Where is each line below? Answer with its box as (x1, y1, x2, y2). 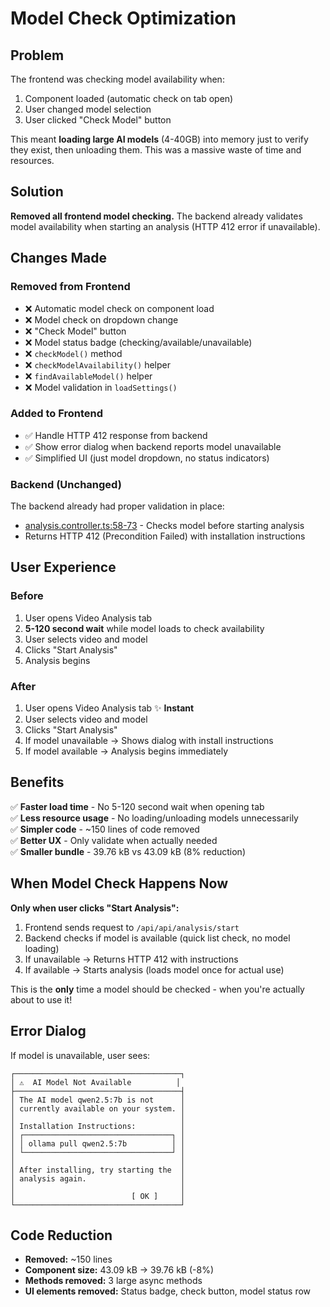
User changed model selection (24, 103, 152, 115)
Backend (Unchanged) (10, 477, 122, 491)
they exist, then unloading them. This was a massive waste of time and (10, 144, 302, 156)
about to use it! (10, 993, 73, 1006)
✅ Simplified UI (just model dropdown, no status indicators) (24, 452, 270, 464)
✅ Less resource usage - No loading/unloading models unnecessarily (10, 812, 299, 824)
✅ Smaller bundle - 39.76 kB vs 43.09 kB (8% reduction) (10, 845, 246, 857)
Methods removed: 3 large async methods (24, 1275, 203, 1287)
